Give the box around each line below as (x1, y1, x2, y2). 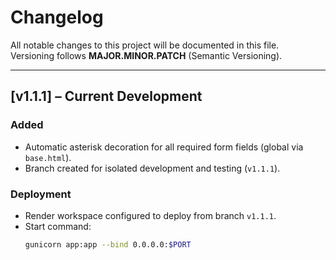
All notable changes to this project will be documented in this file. (10, 39, 280, 51)
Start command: (24, 220, 92, 232)
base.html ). (24, 151, 72, 163)
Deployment (10, 187, 72, 201)
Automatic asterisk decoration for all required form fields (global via (24, 141, 304, 153)
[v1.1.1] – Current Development (10, 88, 203, 105)
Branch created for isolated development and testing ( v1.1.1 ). (24, 162, 281, 174)
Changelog (10, 6, 104, 29)
